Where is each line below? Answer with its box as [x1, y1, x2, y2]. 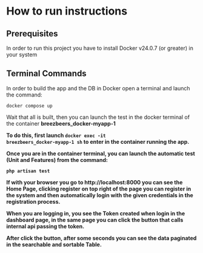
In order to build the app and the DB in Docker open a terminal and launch [6, 84, 190, 92]
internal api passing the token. [6, 223, 85, 230]
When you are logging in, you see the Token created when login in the [6, 209, 185, 217]
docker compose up [6, 103, 53, 109]
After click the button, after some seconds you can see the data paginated [6, 234, 197, 241]
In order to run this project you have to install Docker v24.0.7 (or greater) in [6, 44, 194, 52]
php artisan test [6, 168, 50, 174]
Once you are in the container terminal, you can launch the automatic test [6, 150, 195, 157]
